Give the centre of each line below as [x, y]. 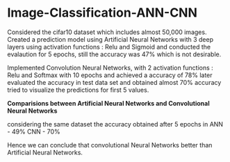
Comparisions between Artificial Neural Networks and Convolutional [108, 103]
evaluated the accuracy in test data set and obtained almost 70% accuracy [114, 82]
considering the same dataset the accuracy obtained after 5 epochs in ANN [115, 124]
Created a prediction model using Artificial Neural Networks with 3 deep [110, 39]
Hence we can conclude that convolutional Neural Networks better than [110, 145]
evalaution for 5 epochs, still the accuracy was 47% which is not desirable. [114, 54]
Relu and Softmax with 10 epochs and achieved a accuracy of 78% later [110, 75]
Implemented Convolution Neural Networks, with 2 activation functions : [110, 67]
